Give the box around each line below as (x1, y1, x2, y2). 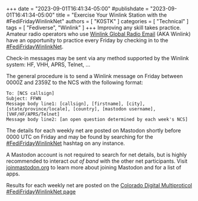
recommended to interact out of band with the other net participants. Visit (6, 157, 188, 165)
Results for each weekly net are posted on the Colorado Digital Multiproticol (6, 182, 193, 188)
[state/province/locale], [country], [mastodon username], (6, 106, 156, 112)
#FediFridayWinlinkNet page (6, 188, 76, 195)
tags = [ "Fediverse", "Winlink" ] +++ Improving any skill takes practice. (6, 24, 181, 31)
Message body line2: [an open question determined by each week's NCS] (6, 116, 188, 122)
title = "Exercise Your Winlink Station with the (55, 11, 167, 18)
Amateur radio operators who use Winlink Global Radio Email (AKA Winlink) (6, 30, 191, 38)
